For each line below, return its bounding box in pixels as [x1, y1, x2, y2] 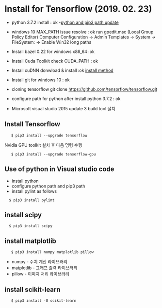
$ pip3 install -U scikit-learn [11, 298, 77, 303]
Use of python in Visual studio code [4, 165, 114, 173]
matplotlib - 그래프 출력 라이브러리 [11, 265, 78, 271]
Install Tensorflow [4, 120, 61, 128]
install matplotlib [4, 237, 57, 245]
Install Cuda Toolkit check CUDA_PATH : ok [11, 58, 98, 64]
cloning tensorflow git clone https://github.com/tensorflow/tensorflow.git [11, 86, 158, 92]
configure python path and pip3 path [11, 183, 85, 189]
